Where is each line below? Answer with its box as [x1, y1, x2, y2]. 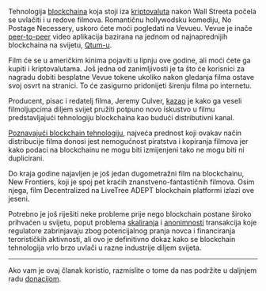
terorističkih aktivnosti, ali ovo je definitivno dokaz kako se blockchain [8, 235, 236, 244]
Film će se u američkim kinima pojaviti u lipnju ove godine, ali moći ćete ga [8, 55, 251, 65]
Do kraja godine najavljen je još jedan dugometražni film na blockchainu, [8, 169, 245, 178]
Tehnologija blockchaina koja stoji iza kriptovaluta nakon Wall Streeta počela [8, 7, 257, 16]
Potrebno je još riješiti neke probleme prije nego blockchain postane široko [8, 210, 252, 218]
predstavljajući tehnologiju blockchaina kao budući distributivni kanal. [8, 113, 235, 122]
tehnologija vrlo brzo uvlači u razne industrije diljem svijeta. [8, 243, 202, 252]
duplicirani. [8, 153, 45, 163]
